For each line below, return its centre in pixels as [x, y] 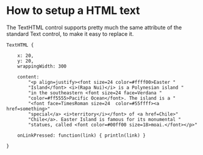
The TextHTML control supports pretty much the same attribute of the [94, 27]
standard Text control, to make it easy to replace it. [70, 33]
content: [28, 77]
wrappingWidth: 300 [42, 66]
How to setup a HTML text [73, 11]
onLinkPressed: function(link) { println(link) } [82, 135]
